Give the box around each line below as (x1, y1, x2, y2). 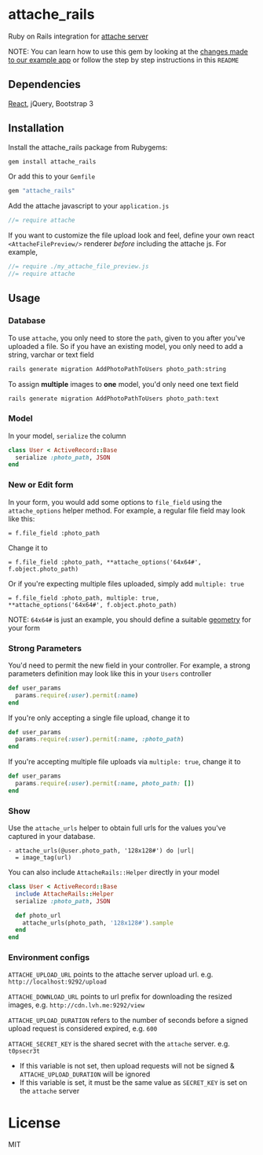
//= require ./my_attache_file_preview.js (8, 263, 149, 270)
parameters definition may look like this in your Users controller (8, 668, 212, 678)
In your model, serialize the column (8, 431, 127, 440)
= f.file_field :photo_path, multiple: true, (8, 594, 159, 602)
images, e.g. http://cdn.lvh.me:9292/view (8, 1000, 145, 1010)
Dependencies (8, 78, 81, 91)
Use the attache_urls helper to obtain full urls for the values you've (8, 823, 226, 833)
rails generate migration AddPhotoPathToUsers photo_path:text (8, 395, 220, 403)
